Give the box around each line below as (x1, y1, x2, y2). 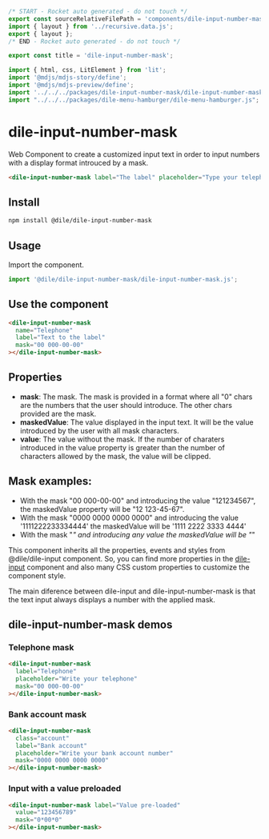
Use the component (8, 298, 109, 311)
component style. (8, 570, 66, 580)
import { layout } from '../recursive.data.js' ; (8, 22, 174, 30)
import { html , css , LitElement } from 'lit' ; (8, 66, 167, 74)
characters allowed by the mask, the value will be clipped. (19, 451, 211, 461)
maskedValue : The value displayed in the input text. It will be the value (19, 417, 254, 427)
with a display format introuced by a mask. (8, 158, 149, 167)
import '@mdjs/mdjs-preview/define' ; (8, 81, 134, 89)
